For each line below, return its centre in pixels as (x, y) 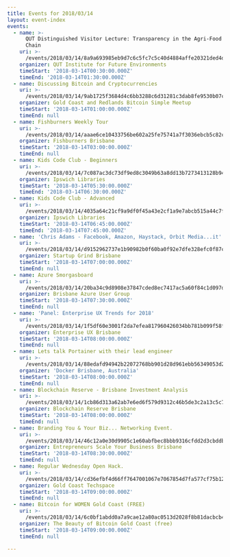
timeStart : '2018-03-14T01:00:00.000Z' (76, 109)
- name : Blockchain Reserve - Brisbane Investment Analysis (101, 390)
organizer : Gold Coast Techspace (67, 485)
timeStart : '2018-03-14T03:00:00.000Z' (76, 147)
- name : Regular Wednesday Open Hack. (69, 466)
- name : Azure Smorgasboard (53, 275)
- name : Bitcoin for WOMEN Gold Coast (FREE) (79, 505)
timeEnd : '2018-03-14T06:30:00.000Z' (73, 192)
